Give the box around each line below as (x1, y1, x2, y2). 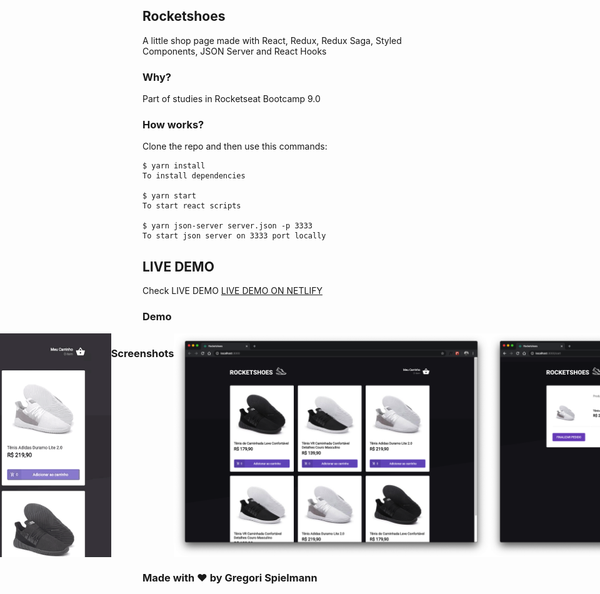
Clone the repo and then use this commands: (142, 140, 328, 153)
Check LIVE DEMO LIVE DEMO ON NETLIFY (142, 285, 323, 297)
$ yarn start (142, 191, 197, 201)
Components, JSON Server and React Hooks (142, 45, 327, 57)
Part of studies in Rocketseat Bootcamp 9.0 (142, 93, 321, 105)
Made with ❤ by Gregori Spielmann (142, 570, 318, 584)
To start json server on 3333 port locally (142, 231, 327, 241)
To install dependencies (142, 171, 246, 181)
